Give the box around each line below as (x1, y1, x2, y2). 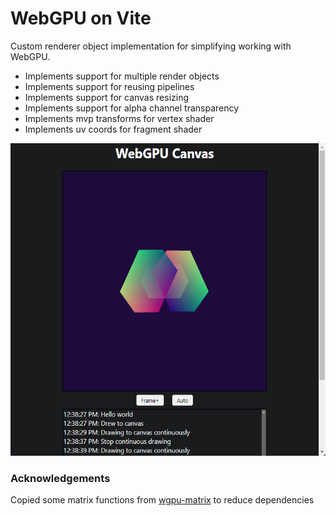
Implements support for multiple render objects (24, 70, 220, 82)
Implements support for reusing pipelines (24, 80, 195, 92)
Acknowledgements (10, 471, 111, 485)
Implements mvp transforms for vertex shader (24, 112, 215, 124)
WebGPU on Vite (10, 7, 152, 30)
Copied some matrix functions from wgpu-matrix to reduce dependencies (10, 494, 315, 506)
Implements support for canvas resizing (24, 91, 190, 103)
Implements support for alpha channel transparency (24, 102, 240, 114)
